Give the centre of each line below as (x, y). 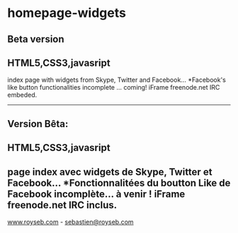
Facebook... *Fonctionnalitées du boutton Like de (119, 183)
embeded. (22, 95)
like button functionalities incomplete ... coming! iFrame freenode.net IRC (114, 88)
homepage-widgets (67, 13)
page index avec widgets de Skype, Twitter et (110, 172)
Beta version (36, 39)
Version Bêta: (38, 124)
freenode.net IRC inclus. (62, 205)
